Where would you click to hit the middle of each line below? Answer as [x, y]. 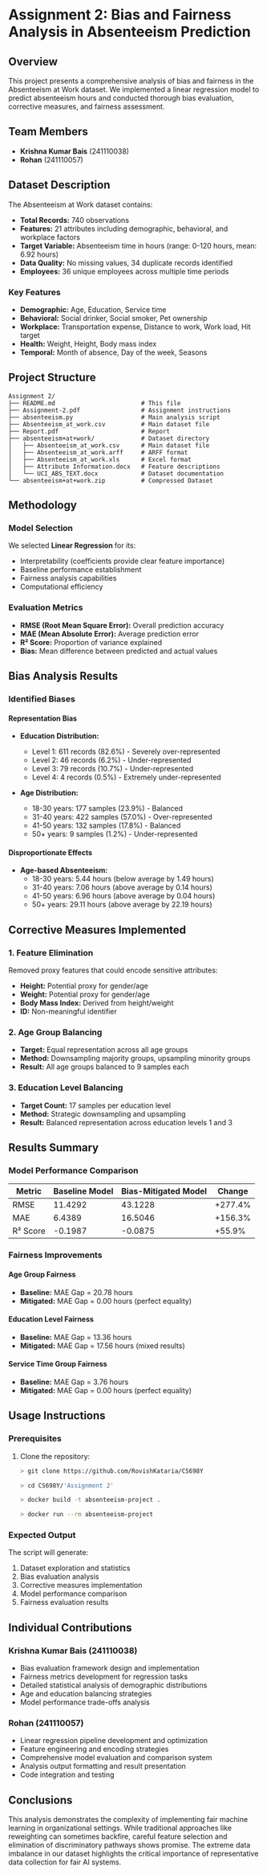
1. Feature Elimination [51, 952]
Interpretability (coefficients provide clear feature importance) [122, 561]
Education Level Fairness [51, 1319]
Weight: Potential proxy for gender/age [85, 994]
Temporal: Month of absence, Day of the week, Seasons [113, 352]
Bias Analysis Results [63, 676]
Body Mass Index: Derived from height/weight [97, 1003]
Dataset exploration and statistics [75, 1568]
